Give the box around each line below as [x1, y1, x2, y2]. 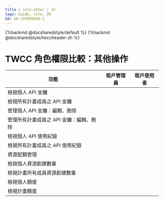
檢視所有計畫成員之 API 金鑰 [7, 98, 72, 105]
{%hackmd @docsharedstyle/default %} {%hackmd [5, 30, 110, 36]
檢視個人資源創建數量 [7, 161, 57, 167]
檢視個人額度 [7, 179, 38, 185]
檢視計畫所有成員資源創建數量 [7, 169, 77, 176]
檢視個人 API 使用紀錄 [7, 133, 58, 140]
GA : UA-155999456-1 [5, 16, 45, 21]
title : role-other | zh [5, 7, 56, 12]
